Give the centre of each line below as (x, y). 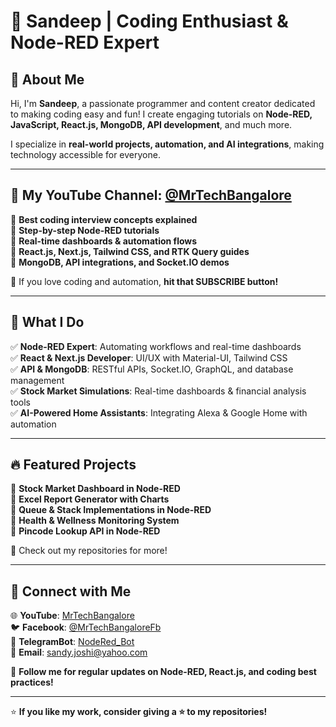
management (37, 380)
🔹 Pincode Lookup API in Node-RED (85, 531)
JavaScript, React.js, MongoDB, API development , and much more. (151, 124)
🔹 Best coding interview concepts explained (104, 219)
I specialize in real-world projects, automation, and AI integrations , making (167, 144)
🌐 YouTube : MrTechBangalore (72, 616)
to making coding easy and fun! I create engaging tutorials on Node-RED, (161, 114)
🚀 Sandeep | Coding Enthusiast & (149, 21)
